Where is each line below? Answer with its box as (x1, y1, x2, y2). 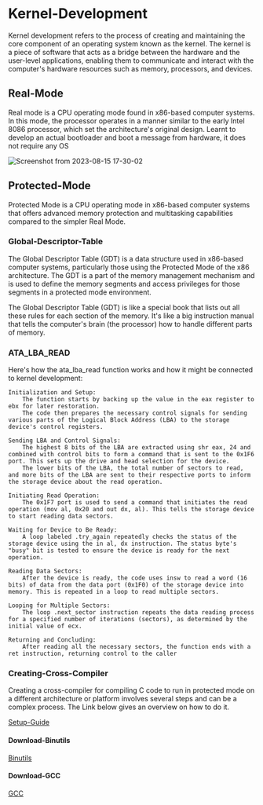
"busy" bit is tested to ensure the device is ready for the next (8, 547, 230, 554)
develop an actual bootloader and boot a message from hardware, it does (8, 133, 246, 142)
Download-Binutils (8, 736, 71, 745)
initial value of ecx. (8, 622, 82, 631)
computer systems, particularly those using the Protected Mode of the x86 (8, 262, 250, 272)
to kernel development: (8, 374, 83, 383)
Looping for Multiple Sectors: (8, 602, 111, 609)
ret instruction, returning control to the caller (8, 649, 177, 658)
